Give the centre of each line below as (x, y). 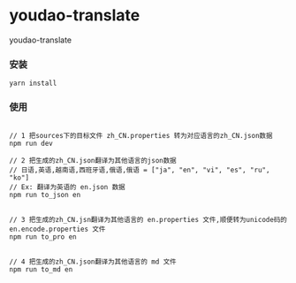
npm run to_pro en (43, 237)
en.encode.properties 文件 (57, 229)
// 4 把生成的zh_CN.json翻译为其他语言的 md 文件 (93, 262)
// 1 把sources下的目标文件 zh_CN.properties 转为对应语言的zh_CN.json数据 (141, 135)
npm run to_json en (45, 195)
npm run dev (31, 143)
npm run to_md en (41, 269)
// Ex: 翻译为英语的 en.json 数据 (67, 187)
